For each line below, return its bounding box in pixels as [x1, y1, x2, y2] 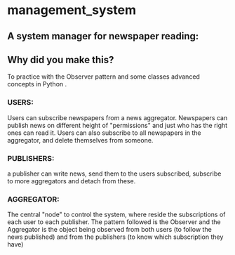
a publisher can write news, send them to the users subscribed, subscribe [7, 169, 222, 178]
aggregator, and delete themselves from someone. [7, 136, 154, 144]
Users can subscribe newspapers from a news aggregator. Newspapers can [7, 113, 228, 122]
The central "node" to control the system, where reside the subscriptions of [7, 210, 226, 219]
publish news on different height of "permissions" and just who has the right [7, 121, 228, 129]
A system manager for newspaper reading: [7, 30, 199, 42]
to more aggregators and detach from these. [7, 176, 136, 185]
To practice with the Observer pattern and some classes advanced [7, 72, 200, 81]
